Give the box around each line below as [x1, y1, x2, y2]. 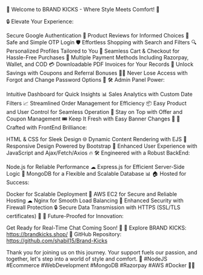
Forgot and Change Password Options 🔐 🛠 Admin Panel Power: [6, 76, 165, 83]
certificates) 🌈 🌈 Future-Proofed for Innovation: [6, 213, 124, 219]
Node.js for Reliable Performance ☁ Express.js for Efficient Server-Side [6, 164, 185, 170]
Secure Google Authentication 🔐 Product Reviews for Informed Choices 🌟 [6, 32, 190, 39]
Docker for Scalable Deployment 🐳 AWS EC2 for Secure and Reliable [6, 191, 178, 197]
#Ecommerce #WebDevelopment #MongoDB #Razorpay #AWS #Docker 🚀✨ [6, 262, 196, 269]
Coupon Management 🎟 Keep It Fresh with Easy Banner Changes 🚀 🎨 [6, 115, 181, 122]
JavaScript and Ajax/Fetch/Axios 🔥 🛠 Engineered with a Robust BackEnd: [6, 149, 190, 156]
